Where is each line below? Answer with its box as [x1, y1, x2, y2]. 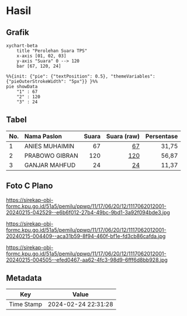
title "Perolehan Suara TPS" [16, 48, 88, 54]
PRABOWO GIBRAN [24, 151, 78, 159]
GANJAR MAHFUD [24, 161, 76, 169]
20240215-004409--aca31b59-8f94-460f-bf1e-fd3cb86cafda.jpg [6, 232, 166, 239]
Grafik [6, 27, 29, 37]
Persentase [145, 132, 178, 140]
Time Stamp [9, 300, 43, 308]
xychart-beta [6, 43, 38, 48]
